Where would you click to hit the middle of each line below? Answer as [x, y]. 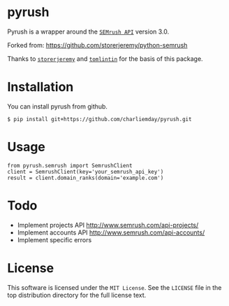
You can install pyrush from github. [58, 106]
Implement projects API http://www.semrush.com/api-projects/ [108, 225]
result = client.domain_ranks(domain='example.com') [86, 178]
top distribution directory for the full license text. [77, 295]
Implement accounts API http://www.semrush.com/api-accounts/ [111, 232]
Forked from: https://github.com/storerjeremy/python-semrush [97, 45]
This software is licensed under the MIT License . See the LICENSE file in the [114, 287]
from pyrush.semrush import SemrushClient [70, 165]
